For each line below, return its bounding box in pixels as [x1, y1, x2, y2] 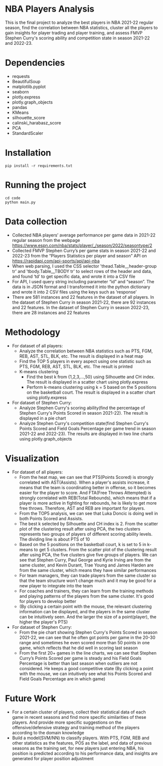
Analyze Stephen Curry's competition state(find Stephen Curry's [19, 420, 149, 426]
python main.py [5, 200, 36, 205]
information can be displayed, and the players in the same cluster [19, 608, 150, 614]
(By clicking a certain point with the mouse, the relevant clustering [19, 603, 152, 609]
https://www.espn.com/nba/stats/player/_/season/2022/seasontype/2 [12, 242, 152, 248]
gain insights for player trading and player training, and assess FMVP [5, 30, 143, 36]
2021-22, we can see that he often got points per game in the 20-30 [19, 634, 156, 640]
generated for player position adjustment [12, 755, 94, 761]
